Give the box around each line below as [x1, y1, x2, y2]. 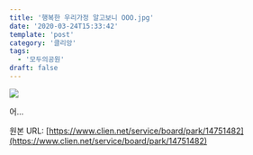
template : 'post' [9, 30, 75, 39]
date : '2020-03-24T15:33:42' [9, 22, 119, 31]
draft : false [9, 64, 59, 73]
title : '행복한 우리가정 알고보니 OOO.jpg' [9, 13, 155, 23]
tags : [9, 47, 30, 56]
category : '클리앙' [9, 38, 77, 48]
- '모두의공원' [17, 55, 65, 64]
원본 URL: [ [9, 125, 50, 136]
